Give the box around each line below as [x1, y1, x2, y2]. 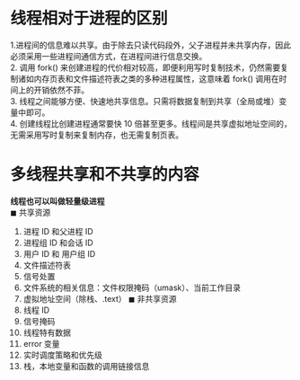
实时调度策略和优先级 [22, 349, 102, 360]
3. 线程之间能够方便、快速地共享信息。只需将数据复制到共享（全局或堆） [10, 95, 279, 106]
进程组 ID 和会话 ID [22, 237, 93, 248]
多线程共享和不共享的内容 [10, 164, 200, 185]
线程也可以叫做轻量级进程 [10, 195, 105, 207]
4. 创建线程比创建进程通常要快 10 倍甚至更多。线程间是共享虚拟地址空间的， [10, 118, 292, 128]
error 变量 [22, 338, 61, 349]
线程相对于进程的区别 [10, 8, 169, 29]
